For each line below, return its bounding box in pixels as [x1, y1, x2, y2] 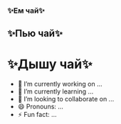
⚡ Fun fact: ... [17, 111, 57, 119]
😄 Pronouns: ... [17, 102, 64, 111]
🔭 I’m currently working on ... [17, 80, 102, 89]
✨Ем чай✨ [7, 6, 45, 16]
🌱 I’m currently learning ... [17, 87, 94, 96]
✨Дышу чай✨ [7, 56, 93, 72]
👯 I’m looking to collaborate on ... [17, 95, 115, 103]
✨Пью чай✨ [7, 28, 63, 40]
